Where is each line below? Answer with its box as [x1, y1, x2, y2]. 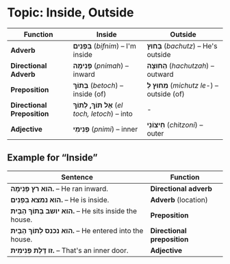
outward [146, 69, 174, 79]
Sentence [61, 172, 94, 182]
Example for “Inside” [7, 152, 98, 164]
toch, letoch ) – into [73, 108, 133, 118]
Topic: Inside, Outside [7, 5, 135, 21]
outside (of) [146, 89, 185, 99]
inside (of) [73, 89, 107, 99]
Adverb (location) [150, 195, 208, 204]
